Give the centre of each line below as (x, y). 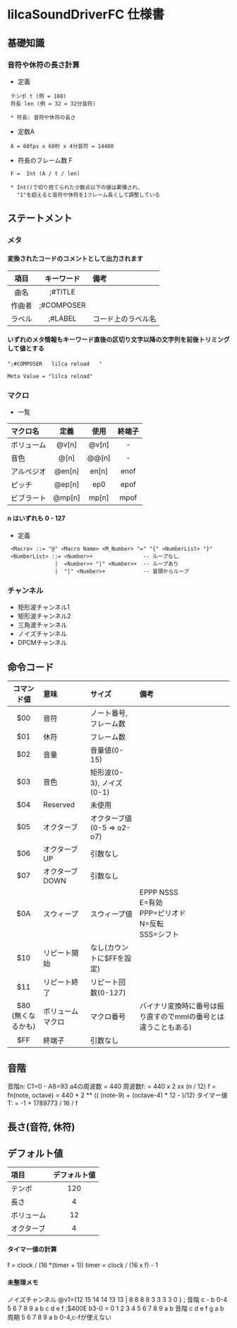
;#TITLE (62, 292)
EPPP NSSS (159, 893)
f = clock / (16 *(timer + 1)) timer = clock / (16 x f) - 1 (83, 1265)
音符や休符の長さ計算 (43, 64)
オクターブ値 (111, 818)
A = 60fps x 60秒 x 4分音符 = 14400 (62, 146)
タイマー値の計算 (32, 1249)
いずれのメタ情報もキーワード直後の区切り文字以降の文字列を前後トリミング (119, 339)
